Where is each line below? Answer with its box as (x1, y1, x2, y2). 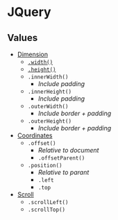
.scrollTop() (27, 206, 66, 213)
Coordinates (17, 131, 53, 139)
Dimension (17, 50, 49, 58)
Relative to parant (37, 168, 90, 176)
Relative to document (37, 146, 99, 154)
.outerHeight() (27, 118, 71, 125)
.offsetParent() (37, 155, 85, 162)
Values (7, 32, 38, 44)
